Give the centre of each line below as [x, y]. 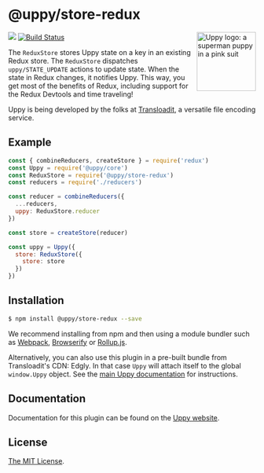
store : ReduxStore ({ [49, 254]
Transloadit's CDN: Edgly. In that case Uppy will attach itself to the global [125, 365]
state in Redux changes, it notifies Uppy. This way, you [97, 77]
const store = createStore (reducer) [68, 233]
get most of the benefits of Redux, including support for [98, 86]
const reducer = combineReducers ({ [66, 197]
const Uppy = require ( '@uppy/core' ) [68, 168]
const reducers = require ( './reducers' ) [75, 182]
